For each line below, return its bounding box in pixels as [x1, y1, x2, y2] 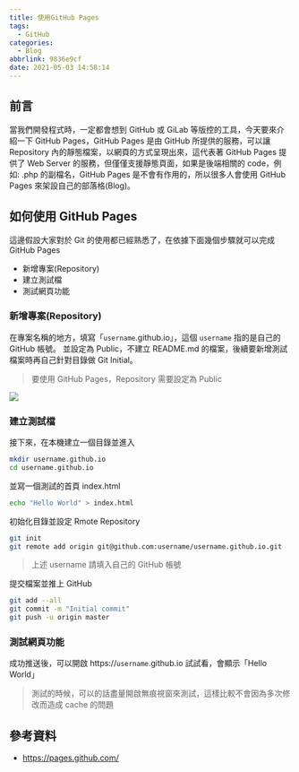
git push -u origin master [9, 613, 110, 622]
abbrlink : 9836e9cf [9, 55, 82, 64]
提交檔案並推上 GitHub [9, 578, 92, 589]
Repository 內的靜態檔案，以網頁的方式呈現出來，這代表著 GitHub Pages [9, 146, 278, 157]
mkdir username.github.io [9, 455, 106, 464]
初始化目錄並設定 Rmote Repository [9, 516, 141, 526]
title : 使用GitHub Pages [9, 13, 99, 22]
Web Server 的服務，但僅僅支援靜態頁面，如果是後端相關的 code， [26, 158, 275, 169]
